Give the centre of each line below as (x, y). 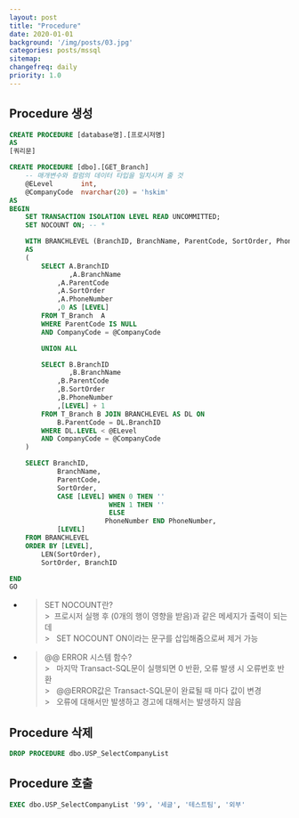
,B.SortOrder (81, 389)
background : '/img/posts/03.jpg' (71, 42)
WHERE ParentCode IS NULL (89, 324)
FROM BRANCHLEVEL (57, 538)
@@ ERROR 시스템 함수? (88, 657)
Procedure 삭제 (51, 732)
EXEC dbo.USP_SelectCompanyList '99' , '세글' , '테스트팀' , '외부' (128, 805)
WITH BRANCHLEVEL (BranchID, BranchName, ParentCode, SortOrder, (149, 241)
